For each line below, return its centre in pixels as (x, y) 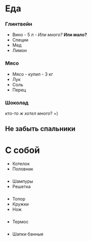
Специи (20, 40)
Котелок (21, 164)
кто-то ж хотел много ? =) (31, 114)
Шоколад (17, 103)
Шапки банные (28, 234)
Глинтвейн (19, 24)
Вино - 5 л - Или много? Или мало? (49, 35)
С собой (23, 150)
